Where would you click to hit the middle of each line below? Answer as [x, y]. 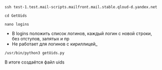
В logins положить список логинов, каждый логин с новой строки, [82, 34]
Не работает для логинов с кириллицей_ [55, 44]
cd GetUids [16, 16]
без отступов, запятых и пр [40, 39]
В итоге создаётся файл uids [35, 62]
